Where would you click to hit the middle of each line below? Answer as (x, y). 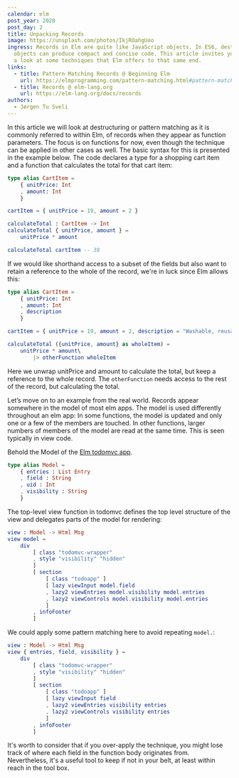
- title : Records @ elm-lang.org (63, 87)
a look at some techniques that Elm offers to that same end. (108, 61)
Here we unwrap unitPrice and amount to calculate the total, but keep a (112, 371)
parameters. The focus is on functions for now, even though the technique (116, 142)
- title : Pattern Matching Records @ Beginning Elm (92, 74)
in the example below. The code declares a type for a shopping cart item (113, 157)
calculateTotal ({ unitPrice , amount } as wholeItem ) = (89, 344)
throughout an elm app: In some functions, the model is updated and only (115, 415)
